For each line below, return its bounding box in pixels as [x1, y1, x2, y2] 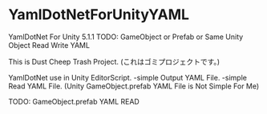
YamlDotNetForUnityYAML [8, 6, 190, 24]
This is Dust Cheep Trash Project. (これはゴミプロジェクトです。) [8, 57, 220, 66]
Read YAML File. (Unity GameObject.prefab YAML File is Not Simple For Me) [8, 81, 260, 91]
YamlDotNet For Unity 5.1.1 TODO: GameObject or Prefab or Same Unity [8, 32, 244, 41]
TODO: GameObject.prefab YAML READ [8, 96, 140, 106]
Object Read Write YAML [8, 40, 91, 49]
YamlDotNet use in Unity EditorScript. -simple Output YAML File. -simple [8, 73, 247, 82]
